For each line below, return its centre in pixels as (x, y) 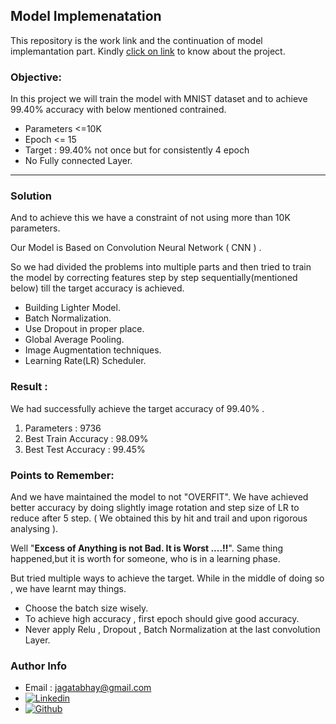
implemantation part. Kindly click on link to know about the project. (148, 51)
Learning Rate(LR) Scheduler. (85, 361)
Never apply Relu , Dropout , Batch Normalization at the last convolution (172, 629)
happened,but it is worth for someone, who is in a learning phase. (145, 558)
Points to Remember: (62, 475)
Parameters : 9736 (63, 428)
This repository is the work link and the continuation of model (136, 40)
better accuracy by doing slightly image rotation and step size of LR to (155, 507)
